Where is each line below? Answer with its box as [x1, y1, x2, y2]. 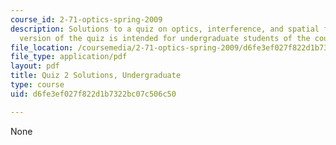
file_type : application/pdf [10, 52, 128, 62]
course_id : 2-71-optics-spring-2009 [10, 14, 163, 25]
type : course [10, 80, 65, 90]
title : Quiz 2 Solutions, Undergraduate [10, 71, 182, 81]
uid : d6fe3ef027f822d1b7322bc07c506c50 [10, 89, 177, 99]
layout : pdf [10, 61, 60, 71]
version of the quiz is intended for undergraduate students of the [19, 33, 311, 43]
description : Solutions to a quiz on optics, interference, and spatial [10, 24, 320, 34]
